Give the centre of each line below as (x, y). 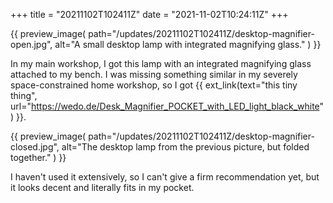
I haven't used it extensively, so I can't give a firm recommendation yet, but (165, 177)
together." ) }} (38, 157)
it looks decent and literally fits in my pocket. (102, 187)
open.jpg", (31, 44)
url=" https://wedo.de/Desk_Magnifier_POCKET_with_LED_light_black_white (165, 106)
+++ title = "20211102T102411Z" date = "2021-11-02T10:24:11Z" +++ (149, 14)
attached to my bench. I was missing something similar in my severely (154, 74)
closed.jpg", (35, 147)
